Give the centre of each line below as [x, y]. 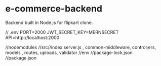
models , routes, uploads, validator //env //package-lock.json [69, 52]
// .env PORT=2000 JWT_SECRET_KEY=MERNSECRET [62, 32]
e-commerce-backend [54, 9]
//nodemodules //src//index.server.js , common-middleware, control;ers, [80, 47]
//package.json [21, 57]
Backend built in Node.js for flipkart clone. [49, 22]
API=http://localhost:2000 [32, 37]
